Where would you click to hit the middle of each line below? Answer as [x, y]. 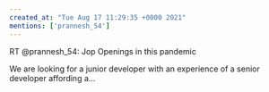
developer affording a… [52, 78]
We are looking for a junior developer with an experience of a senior [134, 69]
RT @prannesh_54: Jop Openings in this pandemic [103, 51]
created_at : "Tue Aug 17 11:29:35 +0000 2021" [98, 17]
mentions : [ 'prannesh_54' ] [60, 26]
